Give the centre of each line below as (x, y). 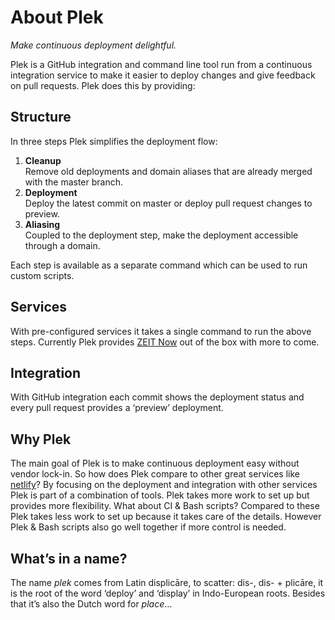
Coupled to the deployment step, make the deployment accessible (161, 235)
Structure (41, 117)
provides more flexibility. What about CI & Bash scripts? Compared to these (165, 506)
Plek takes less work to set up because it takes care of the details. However (166, 517)
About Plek (57, 17)
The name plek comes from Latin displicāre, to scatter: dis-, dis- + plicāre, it (167, 582)
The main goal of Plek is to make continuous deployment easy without (155, 463)
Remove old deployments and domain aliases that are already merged (168, 171)
